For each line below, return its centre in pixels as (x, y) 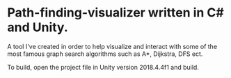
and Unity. (38, 27)
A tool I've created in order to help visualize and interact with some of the (112, 46)
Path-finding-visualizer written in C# (115, 13)
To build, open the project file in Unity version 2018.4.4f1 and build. (103, 67)
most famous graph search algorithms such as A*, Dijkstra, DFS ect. (105, 54)
